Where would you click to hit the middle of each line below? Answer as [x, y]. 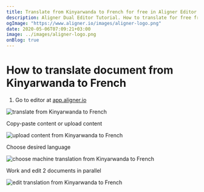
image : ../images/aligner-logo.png [51, 35]
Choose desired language [39, 147]
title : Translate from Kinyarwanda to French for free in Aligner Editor [102, 12]
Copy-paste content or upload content [54, 123]
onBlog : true [23, 40]
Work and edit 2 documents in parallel [54, 170]
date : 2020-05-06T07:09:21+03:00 [49, 29]
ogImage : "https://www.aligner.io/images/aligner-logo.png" [84, 23]
